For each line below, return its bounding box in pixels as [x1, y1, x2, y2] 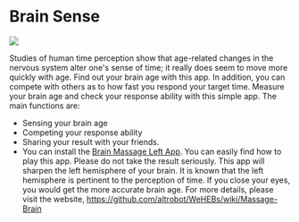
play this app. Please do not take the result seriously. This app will [21, 155, 265, 166]
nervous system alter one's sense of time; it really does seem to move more [9, 62, 288, 73]
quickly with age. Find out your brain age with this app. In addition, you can [9, 72, 286, 82]
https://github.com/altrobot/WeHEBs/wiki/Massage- [86, 193, 278, 204]
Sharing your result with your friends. [21, 136, 160, 147]
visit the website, [21, 193, 85, 204]
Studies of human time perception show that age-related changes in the [9, 52, 274, 64]
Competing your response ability [21, 127, 143, 138]
